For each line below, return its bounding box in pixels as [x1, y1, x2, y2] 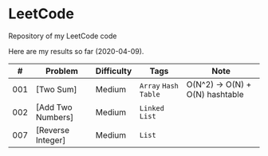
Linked [139, 103, 165, 112]
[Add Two [35, 101, 73, 112]
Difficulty [95, 65, 132, 76]
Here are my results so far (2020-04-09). [8, 46, 144, 56]
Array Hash [139, 81, 179, 90]
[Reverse [35, 124, 70, 135]
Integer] [35, 135, 66, 146]
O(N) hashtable [186, 88, 245, 99]
